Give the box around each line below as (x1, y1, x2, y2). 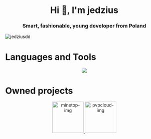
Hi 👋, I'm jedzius (50, 4, 119, 16)
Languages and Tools (5, 51, 96, 62)
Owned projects (5, 85, 73, 96)
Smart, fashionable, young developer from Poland (22, 22, 146, 29)
